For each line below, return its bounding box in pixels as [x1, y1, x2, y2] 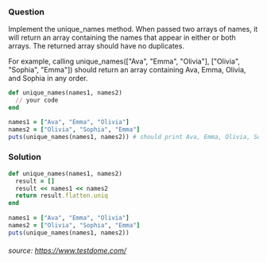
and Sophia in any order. [8, 74, 88, 83]
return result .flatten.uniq [15, 191, 109, 200]
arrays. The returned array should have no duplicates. [8, 41, 185, 51]
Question [8, 6, 45, 17]
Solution [8, 152, 42, 163]
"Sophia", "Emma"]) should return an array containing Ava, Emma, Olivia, [8, 65, 246, 75]
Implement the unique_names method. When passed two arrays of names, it [8, 25, 258, 34]
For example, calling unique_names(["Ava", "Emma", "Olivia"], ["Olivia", [8, 56, 241, 66]
